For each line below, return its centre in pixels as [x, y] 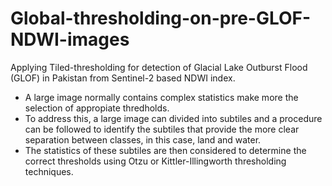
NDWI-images [70, 39]
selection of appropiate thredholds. [97, 108]
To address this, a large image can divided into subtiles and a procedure [173, 118]
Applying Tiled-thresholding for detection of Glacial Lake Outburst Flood [159, 67]
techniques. [49, 171]
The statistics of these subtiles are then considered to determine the [165, 150]
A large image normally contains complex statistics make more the [161, 97]
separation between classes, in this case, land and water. [143, 139]
